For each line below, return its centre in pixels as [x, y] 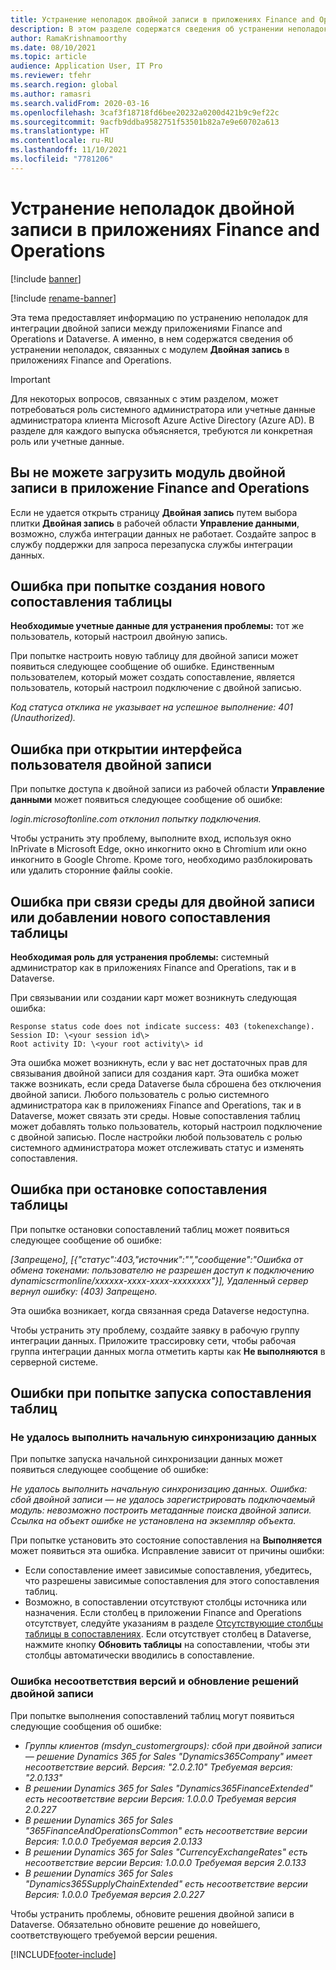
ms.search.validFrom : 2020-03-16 [80, 103]
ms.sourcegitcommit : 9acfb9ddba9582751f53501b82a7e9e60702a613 [145, 122]
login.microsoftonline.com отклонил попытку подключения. [136, 819]
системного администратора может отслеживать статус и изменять [157, 1147]
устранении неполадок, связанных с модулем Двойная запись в [150, 349]
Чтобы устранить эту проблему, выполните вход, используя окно [151, 838]
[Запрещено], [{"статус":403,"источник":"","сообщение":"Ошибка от [156, 1259]
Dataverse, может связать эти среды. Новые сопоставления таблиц [155, 1115]
